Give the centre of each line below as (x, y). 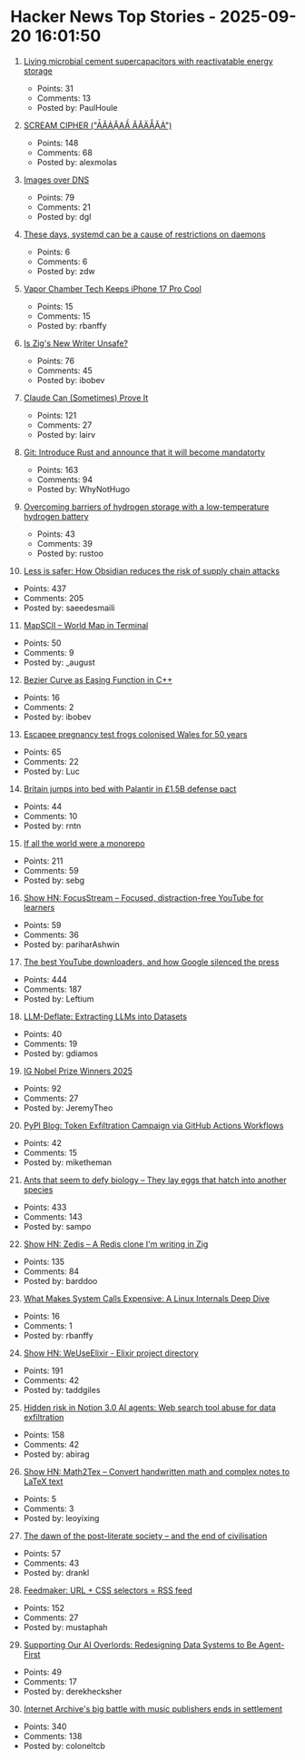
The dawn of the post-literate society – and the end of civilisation (145, 1536)
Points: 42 (43, 1142)
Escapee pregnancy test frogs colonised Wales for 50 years (135, 734)
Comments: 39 (65, 543)
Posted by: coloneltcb (64, 1745)
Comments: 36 (51, 934)
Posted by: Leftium (59, 999)
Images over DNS (56, 180)
